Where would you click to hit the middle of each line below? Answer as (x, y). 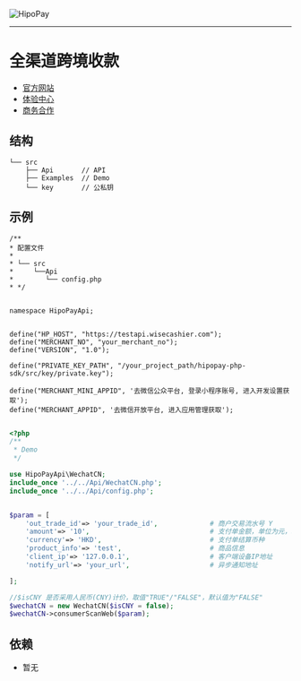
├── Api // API (65, 170)
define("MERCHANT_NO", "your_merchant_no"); (94, 342)
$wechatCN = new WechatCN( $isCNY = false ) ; (92, 606)
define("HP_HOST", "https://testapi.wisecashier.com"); (116, 334)
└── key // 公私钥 (70, 187)
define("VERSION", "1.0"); (60, 349)
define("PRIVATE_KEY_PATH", (62, 366)
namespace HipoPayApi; (52, 310)
